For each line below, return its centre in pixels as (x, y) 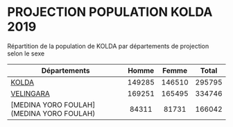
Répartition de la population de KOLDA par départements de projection (108, 46)
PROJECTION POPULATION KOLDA (110, 12)
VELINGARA (31, 93)
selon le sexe (26, 53)
